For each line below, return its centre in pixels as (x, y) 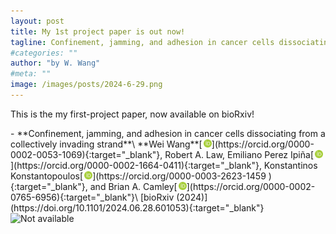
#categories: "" (44, 53)
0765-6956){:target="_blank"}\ (74, 197)
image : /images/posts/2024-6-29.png (86, 85)
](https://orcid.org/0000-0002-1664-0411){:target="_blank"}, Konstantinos (164, 165)
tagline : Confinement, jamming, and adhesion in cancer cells (142, 42)
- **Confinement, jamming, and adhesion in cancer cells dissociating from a (168, 133)
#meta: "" (31, 74)
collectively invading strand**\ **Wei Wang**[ (106, 144)
